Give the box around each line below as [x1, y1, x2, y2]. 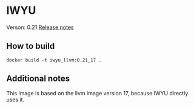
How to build [6, 41, 55, 51]
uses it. [6, 96, 25, 103]
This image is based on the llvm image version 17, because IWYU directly [6, 89, 189, 97]
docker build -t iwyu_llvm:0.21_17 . [6, 57, 102, 63]
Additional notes [6, 74, 70, 84]
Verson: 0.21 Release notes [6, 24, 74, 31]
